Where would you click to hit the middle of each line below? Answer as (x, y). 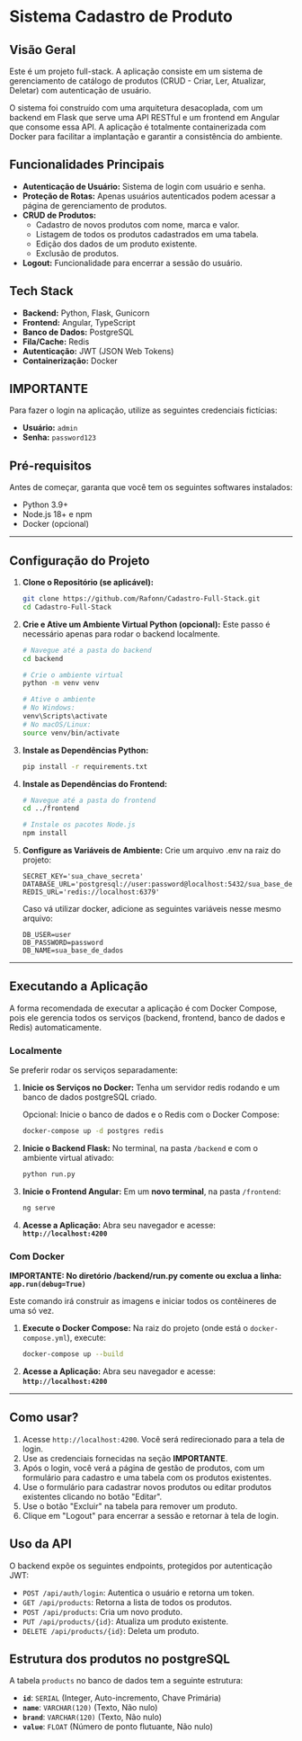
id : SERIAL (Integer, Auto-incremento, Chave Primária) (122, 1698)
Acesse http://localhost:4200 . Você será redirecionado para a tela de (154, 1439)
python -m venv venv (61, 683)
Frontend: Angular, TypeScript (79, 322)
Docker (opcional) (56, 524)
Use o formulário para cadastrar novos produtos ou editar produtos (147, 1487)
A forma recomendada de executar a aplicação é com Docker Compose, (143, 1008)
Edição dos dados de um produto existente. (116, 244)
